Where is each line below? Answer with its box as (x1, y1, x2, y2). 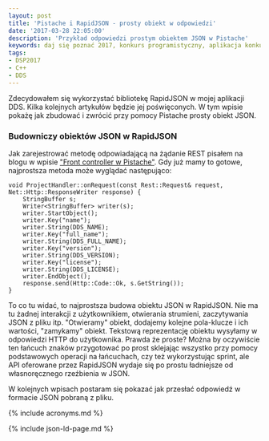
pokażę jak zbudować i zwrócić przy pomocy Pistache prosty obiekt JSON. (8, 110, 257, 120)
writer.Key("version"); (22, 244, 102, 253)
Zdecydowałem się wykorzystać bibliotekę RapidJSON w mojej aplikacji (8, 93, 245, 103)
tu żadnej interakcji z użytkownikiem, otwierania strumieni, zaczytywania (8, 309, 249, 318)
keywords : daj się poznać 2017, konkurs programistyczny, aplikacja (8, 42, 242, 50)
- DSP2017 (8, 57, 42, 65)
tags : (8, 49, 26, 57)
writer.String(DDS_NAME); (22, 223, 110, 231)
